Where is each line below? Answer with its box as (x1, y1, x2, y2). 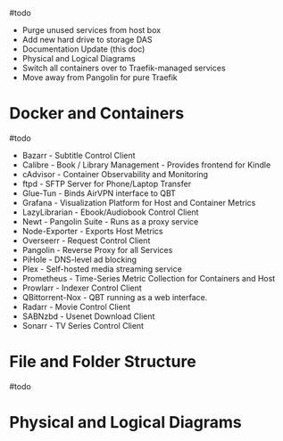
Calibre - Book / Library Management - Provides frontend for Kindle (21, 159, 271, 170)
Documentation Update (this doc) (21, 44, 146, 54)
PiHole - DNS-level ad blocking (21, 254, 137, 265)
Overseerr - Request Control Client (21, 235, 151, 246)
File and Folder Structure (9, 352, 196, 372)
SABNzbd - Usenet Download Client (21, 311, 155, 322)
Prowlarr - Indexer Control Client (21, 282, 143, 293)
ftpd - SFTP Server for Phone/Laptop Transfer (21, 178, 192, 189)
